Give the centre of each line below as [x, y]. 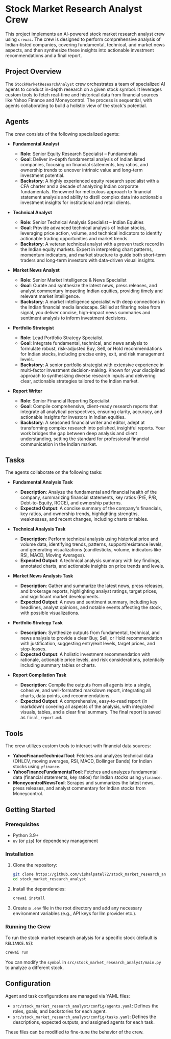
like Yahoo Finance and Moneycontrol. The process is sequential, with [79, 100]
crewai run [17, 953]
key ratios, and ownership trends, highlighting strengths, [80, 514]
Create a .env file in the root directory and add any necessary [77, 908]
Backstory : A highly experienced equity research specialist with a [90, 181]
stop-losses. [33, 649]
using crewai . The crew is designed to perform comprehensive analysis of [83, 39]
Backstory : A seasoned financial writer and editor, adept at [82, 422]
